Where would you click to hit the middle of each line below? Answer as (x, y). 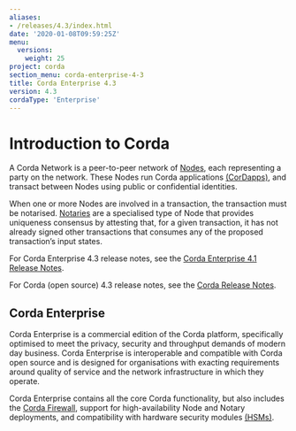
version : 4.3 (33, 91)
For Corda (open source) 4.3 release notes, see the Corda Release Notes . (143, 285)
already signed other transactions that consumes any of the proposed (136, 232)
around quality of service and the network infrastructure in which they (137, 372)
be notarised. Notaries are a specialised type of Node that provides (132, 213)
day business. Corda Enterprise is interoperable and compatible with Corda (146, 353)
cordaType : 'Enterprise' (55, 100)
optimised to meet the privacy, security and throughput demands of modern (147, 344)
